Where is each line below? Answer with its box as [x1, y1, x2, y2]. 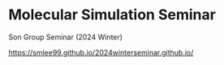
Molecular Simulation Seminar [8, 6, 217, 24]
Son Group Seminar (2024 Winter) [8, 32, 123, 42]
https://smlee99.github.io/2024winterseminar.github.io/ [8, 47, 194, 57]
